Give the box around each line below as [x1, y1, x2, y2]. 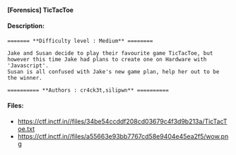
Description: [7, 22, 45, 30]
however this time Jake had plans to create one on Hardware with [7, 56, 207, 63]
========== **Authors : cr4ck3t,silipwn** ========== [7, 87, 170, 94]
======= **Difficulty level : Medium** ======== [7, 37, 153, 44]
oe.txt [17, 125, 35, 133]
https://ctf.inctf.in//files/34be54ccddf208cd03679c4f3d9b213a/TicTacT [17, 117, 228, 125]
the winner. [7, 74, 42, 81]
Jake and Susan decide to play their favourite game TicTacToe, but [7, 49, 213, 56]
